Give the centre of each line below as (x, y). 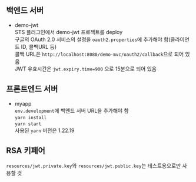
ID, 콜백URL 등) (39, 46)
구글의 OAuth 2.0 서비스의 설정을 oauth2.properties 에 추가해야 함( (92, 39)
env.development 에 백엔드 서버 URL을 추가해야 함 (72, 110)
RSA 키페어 (26, 151)
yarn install (31, 117)
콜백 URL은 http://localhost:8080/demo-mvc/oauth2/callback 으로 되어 (99, 54)
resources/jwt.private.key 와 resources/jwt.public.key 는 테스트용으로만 (94, 166)
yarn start (28, 124)
